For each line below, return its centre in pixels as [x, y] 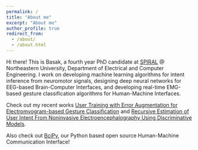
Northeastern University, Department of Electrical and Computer [85, 68]
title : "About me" [29, 17]
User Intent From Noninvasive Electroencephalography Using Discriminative [99, 117]
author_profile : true [33, 28]
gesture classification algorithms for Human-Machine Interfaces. [102, 93]
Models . [16, 124]
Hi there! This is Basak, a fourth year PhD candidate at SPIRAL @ [85, 62]
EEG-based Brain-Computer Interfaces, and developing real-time [86, 87]
